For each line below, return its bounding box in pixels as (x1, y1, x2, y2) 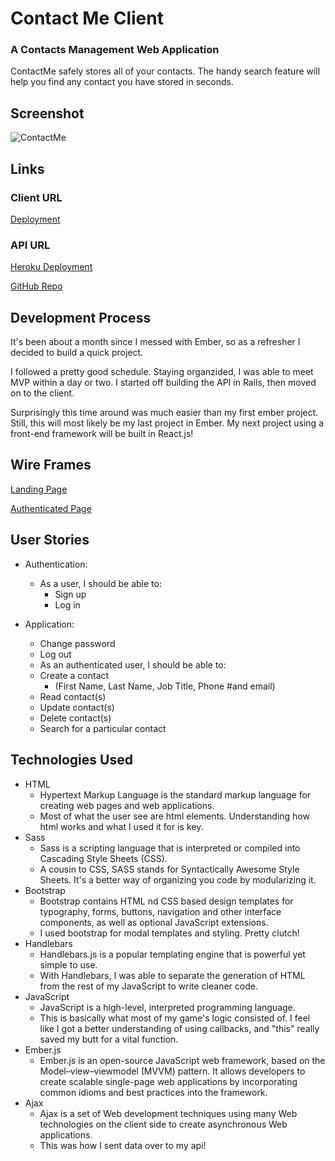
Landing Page (10, 483, 68, 495)
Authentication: (24, 558, 88, 570)
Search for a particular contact (39, 722, 167, 734)
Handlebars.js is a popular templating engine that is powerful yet (39, 948, 306, 960)
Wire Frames (10, 457, 92, 474)
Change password (39, 637, 116, 649)
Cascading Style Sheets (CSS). (39, 852, 168, 864)
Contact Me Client (10, 7, 164, 30)
